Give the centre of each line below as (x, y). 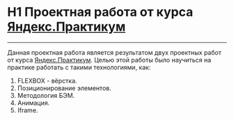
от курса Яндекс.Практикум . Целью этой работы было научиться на (109, 60)
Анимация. (33, 103)
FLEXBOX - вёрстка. (47, 80)
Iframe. (28, 110)
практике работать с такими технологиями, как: (79, 67)
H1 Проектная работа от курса (100, 12)
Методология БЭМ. (46, 95)
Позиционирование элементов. (64, 88)
